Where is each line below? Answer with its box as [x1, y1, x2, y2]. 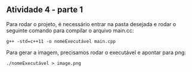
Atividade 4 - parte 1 [6, 5, 83, 15]
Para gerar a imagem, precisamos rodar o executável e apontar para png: [6, 49, 187, 56]
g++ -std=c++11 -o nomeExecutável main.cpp [6, 38, 116, 44]
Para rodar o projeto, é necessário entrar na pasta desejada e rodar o [6, 20, 176, 27]
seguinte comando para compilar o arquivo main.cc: [6, 27, 134, 34]
